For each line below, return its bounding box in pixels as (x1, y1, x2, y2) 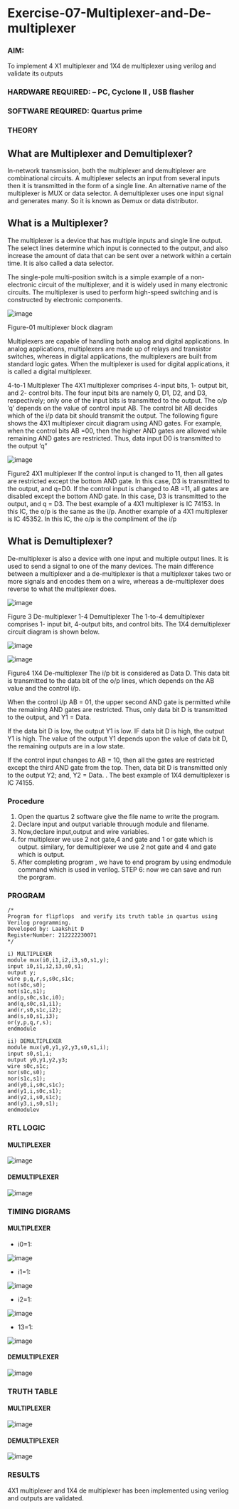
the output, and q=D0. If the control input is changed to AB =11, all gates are (7, 484, 230, 493)
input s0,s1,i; (7, 1050, 53, 1058)
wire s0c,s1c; (7, 1063, 50, 1070)
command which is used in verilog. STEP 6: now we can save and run (17, 865, 222, 874)
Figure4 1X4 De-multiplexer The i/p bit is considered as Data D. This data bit (7, 669, 230, 677)
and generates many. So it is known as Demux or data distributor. (7, 197, 198, 205)
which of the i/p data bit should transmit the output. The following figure (7, 411, 218, 420)
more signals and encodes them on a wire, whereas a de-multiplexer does (7, 577, 225, 585)
